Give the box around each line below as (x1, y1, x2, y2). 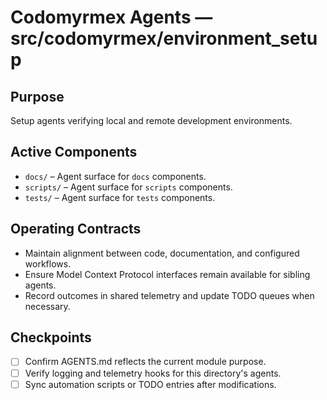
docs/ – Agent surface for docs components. (24, 170, 207, 182)
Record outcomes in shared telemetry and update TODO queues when (24, 289, 315, 301)
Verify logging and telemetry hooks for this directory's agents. (24, 367, 282, 379)
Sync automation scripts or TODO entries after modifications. (24, 378, 277, 390)
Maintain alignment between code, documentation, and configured (24, 247, 300, 259)
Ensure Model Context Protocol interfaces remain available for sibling (24, 268, 311, 280)
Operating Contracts (10, 221, 142, 238)
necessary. (24, 300, 71, 312)
